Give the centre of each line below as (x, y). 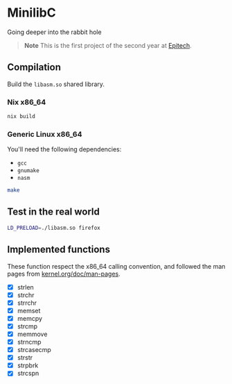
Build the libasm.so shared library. (56, 84)
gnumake (28, 171)
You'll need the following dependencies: (64, 149)
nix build (21, 117)
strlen (26, 287)
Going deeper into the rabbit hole (54, 32)
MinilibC (32, 13)
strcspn (28, 374)
